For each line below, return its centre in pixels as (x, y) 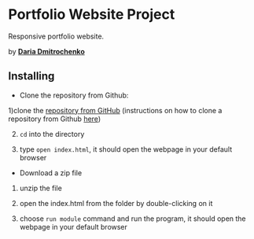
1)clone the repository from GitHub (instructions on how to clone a (115, 110)
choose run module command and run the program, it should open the (133, 219)
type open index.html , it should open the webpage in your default (126, 149)
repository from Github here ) (54, 119)
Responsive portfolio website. (56, 36)
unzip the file (41, 188)
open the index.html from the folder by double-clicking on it (116, 203)
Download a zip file (51, 173)
